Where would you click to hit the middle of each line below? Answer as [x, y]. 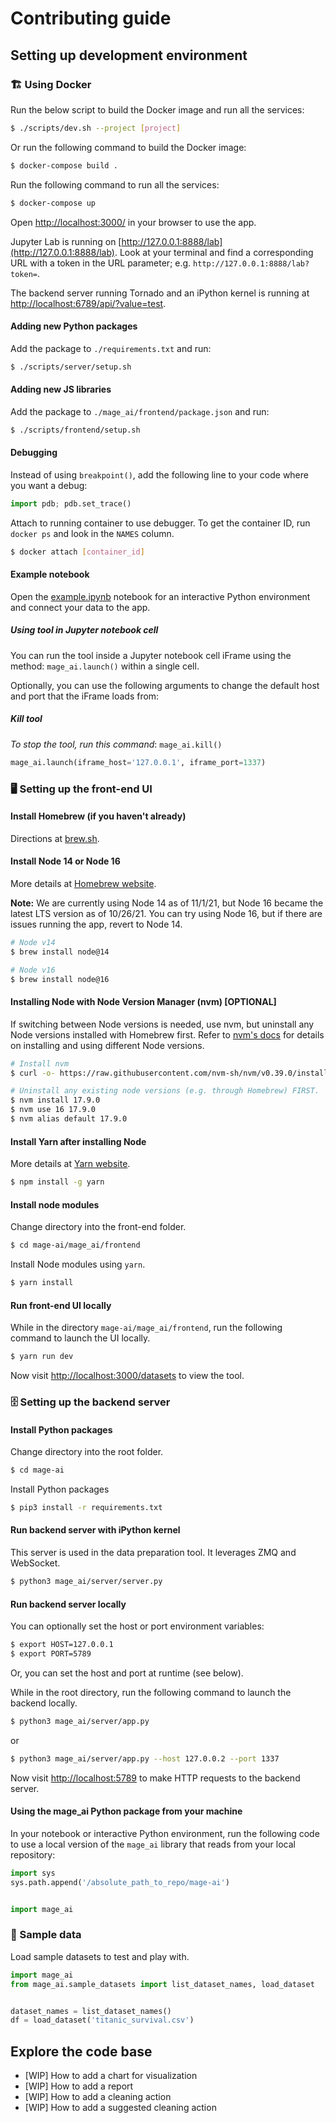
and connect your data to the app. [80, 607]
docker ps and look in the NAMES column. [92, 533]
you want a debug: [49, 485]
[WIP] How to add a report [79, 2086]
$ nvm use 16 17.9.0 [53, 1110]
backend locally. [44, 1703]
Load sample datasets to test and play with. [100, 1956]
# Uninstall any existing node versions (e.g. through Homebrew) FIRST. [165, 1091]
